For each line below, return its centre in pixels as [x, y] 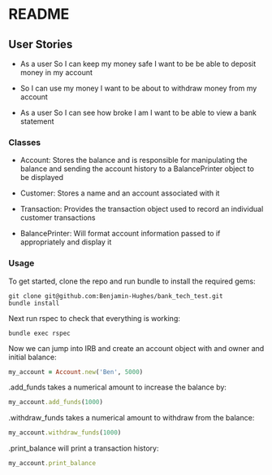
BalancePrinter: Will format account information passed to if [120, 234]
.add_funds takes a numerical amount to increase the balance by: [118, 387]
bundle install [34, 303]
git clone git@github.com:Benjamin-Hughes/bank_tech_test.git [116, 296]
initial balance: [32, 357]
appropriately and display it [66, 242]
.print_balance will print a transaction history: [84, 448]
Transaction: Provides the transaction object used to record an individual [142, 209]
